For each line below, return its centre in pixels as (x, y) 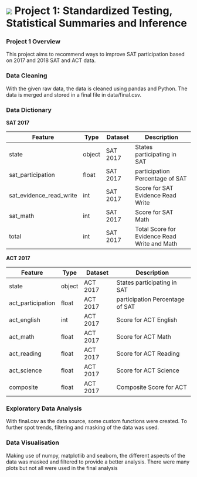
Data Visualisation (33, 442)
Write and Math (156, 244)
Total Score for (155, 229)
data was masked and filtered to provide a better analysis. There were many (98, 462)
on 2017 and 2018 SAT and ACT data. (51, 60)
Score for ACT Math (144, 337)
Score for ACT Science (148, 370)
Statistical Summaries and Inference (97, 23)
